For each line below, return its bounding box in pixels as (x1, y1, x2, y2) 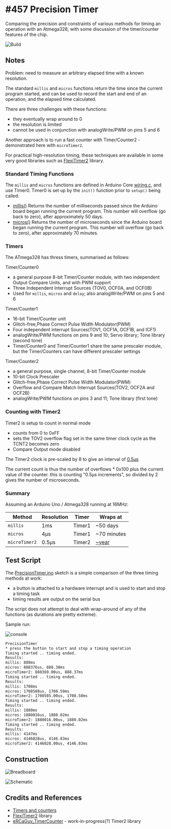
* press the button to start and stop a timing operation (5, 646, 131, 651)
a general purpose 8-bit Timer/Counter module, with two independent (12, 274, 160, 280)
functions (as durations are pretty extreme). (5, 611, 97, 618)
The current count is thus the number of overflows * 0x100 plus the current (5, 466, 163, 472)
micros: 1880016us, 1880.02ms (5, 712, 70, 717)
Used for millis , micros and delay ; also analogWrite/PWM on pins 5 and (12, 290, 165, 296)
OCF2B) (12, 390, 30, 396)
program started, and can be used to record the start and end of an (5, 91, 147, 97)
